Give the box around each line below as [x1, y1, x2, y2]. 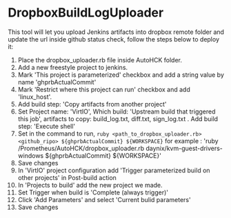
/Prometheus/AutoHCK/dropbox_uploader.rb [17, 144, 145, 152]
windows [17, 151, 44, 160]
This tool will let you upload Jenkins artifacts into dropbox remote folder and [8, 28, 225, 36]
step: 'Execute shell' [17, 122, 76, 130]
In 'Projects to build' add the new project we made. [17, 181, 163, 189]
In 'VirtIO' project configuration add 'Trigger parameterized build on [17, 166, 210, 174]
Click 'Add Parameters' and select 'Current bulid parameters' [17, 195, 192, 203]
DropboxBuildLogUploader [8, 5, 164, 21]
